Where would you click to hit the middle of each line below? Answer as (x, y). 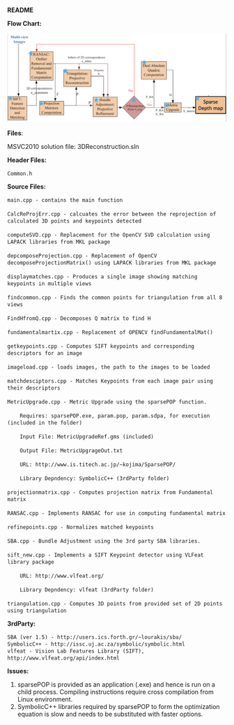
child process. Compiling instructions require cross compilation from (115, 692)
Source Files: (27, 186)
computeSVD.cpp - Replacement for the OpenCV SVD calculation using (109, 235)
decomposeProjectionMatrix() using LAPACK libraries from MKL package (112, 263)
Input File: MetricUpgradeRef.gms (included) (87, 437)
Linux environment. (45, 699)
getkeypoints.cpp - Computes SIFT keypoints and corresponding (101, 346)
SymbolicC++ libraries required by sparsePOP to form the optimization (119, 707)
